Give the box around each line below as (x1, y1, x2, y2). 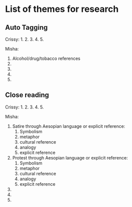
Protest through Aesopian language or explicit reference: (12, 155, 128, 160)
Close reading (5, 91, 49, 100)
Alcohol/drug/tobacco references (12, 55, 81, 61)
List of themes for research (5, 3, 119, 15)
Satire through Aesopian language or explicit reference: (12, 123, 125, 129)
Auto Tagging (5, 23, 48, 32)
